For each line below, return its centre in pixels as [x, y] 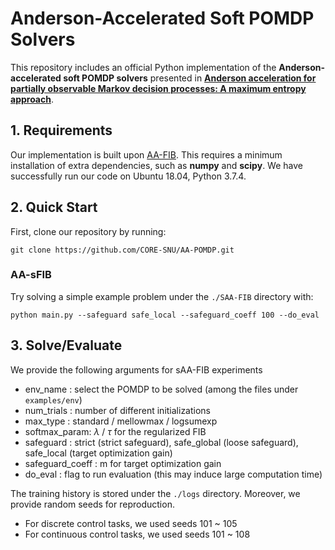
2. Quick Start [54, 207]
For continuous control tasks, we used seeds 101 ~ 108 [137, 534]
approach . [32, 99]
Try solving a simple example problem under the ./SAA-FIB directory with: [162, 296]
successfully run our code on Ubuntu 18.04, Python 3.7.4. [128, 176]
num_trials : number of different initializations [117, 410]
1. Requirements [61, 130]
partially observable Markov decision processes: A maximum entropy [158, 88]
